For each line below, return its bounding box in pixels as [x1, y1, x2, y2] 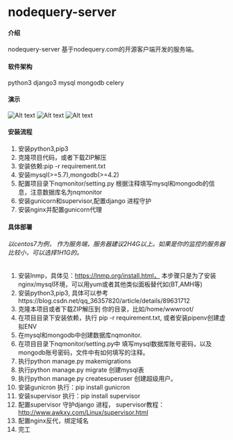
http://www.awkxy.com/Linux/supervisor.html [17, 408, 148, 416]
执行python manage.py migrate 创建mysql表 [17, 366, 144, 374]
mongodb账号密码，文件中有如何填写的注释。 [17, 348, 149, 357]
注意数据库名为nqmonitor [30, 188, 103, 196]
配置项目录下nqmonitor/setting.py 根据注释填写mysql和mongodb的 [17, 179, 209, 188]
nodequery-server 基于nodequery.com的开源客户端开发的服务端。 [8, 45, 198, 54]
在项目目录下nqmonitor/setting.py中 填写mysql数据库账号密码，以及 [17, 339, 212, 348]
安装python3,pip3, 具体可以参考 [17, 288, 108, 297]
